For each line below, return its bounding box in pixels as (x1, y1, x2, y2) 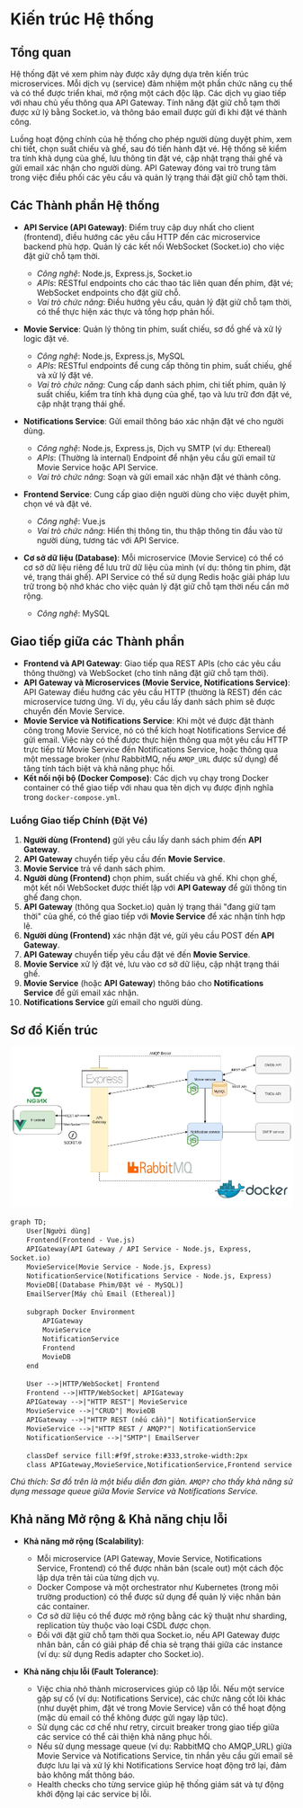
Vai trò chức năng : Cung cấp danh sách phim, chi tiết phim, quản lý (36, 379, 287, 390)
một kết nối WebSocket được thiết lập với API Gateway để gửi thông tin (22, 882, 287, 893)
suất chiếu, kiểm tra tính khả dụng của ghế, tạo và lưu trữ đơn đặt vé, (36, 388, 292, 399)
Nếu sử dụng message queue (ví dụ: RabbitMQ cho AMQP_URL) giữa (36, 1741, 292, 1751)
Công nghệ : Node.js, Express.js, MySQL (36, 351, 185, 361)
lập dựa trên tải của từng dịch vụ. (36, 1572, 160, 1582)
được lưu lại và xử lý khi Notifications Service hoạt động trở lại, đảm (36, 1759, 287, 1770)
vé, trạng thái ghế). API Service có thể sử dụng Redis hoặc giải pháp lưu (22, 571, 290, 582)
